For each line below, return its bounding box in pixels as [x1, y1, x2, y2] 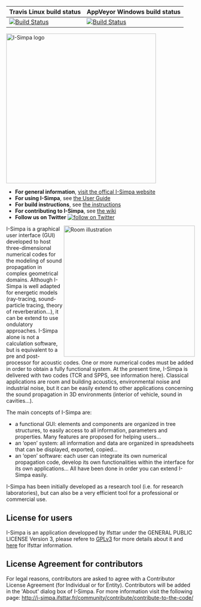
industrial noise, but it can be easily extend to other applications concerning [6, 385, 193, 391]
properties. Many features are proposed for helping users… [14, 433, 162, 440]
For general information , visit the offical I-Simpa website [14, 188, 156, 195]
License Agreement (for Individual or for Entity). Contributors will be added [6, 581, 190, 588]
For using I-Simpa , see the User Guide [14, 195, 111, 201]
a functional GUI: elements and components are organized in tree [14, 421, 176, 427]
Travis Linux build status [9, 8, 81, 16]
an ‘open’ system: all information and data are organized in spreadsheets [14, 440, 194, 446]
